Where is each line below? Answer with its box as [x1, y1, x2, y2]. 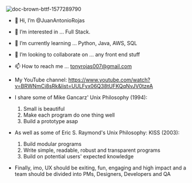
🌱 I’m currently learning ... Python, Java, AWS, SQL [14, 40, 138, 46]
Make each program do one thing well [23, 111, 115, 118]
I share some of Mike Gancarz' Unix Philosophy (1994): [14, 94, 148, 101]
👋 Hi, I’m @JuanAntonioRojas [14, 17, 85, 23]
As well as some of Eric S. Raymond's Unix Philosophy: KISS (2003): [14, 129, 180, 136]
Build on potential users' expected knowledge [23, 153, 134, 160]
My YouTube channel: [14, 76, 67, 83]
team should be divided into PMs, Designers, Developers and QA [14, 171, 171, 177]
